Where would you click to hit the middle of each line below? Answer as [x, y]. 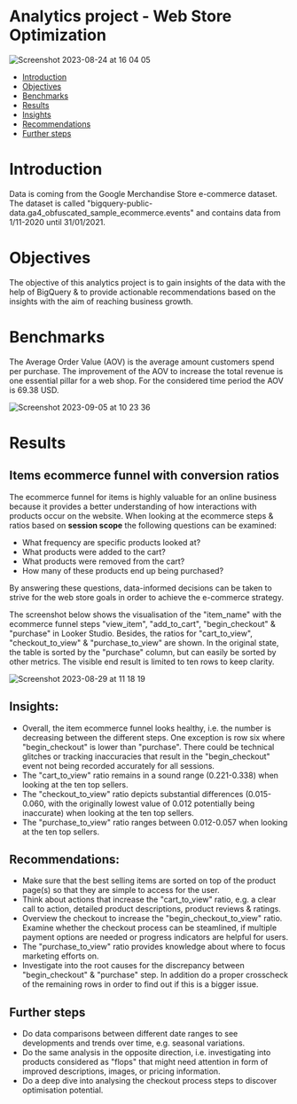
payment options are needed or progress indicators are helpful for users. [155, 937]
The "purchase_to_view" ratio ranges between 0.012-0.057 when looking [155, 822]
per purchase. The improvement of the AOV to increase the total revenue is [146, 371]
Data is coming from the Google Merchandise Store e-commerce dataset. [143, 193]
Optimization [58, 35]
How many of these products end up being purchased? [123, 570]
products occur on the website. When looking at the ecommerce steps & [141, 515]
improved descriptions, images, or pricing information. [121, 1071]
